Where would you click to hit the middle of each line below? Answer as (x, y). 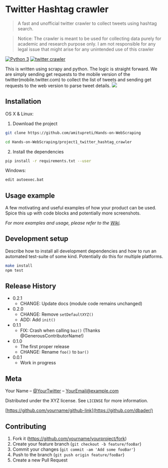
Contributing (26, 426)
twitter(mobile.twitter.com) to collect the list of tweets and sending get (78, 79)
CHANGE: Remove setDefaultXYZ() (57, 314)
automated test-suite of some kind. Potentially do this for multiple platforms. (84, 256)
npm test (14, 270)
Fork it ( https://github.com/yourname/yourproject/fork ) (70, 439)
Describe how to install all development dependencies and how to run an (81, 251)
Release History (31, 286)
